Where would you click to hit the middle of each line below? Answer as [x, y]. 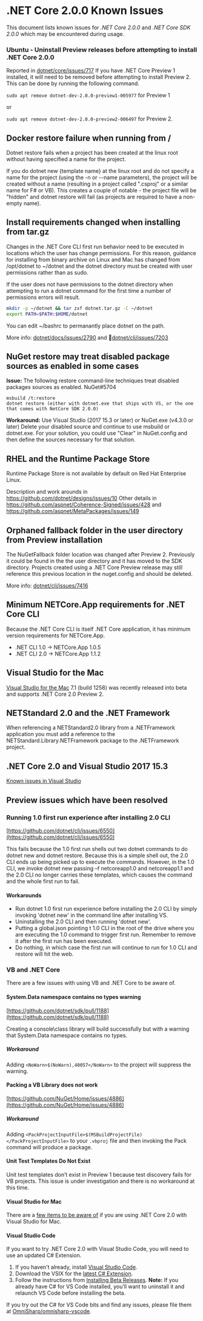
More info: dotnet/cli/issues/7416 [47, 586]
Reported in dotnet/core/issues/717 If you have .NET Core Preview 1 [91, 71]
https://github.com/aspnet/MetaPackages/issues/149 [73, 511]
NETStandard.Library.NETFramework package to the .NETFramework [93, 741]
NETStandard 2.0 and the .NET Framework [88, 713]
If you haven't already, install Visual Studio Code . [76, 1267]
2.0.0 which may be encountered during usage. [65, 33]
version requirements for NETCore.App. [56, 635]
